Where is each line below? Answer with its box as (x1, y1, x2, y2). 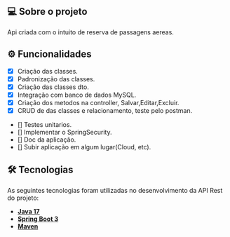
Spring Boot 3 (17, 215, 59, 223)
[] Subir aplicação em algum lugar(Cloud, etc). (17, 143, 151, 151)
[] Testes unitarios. (17, 121, 72, 128)
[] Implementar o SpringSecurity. (17, 128, 112, 136)
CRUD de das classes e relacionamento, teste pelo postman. (17, 106, 193, 114)
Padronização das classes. (17, 74, 95, 83)
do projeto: (7, 194, 39, 202)
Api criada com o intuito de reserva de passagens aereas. (7, 27, 174, 36)
